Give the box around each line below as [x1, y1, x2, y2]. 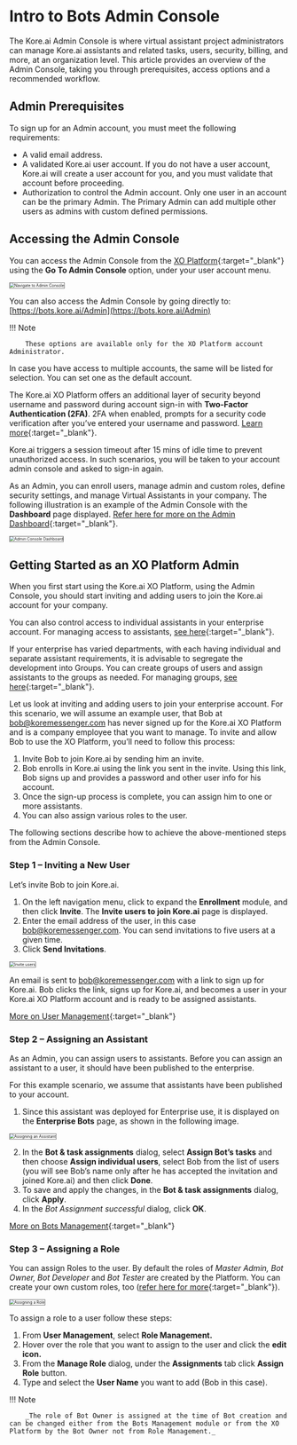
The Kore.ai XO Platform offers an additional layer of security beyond [9, 389, 262, 400]
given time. [21, 934, 64, 944]
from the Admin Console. [9, 837, 101, 848]
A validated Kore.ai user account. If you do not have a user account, [21, 158, 270, 170]
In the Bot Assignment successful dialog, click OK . [21, 1203, 207, 1213]
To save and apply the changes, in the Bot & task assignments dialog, [21, 1184, 279, 1195]
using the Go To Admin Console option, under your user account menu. [9, 265, 272, 275]
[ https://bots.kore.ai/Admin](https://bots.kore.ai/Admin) [9, 304, 211, 316]
